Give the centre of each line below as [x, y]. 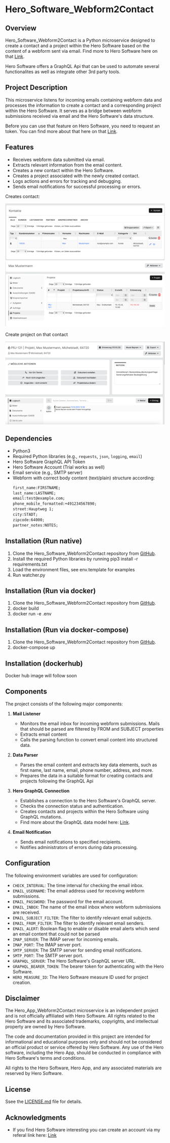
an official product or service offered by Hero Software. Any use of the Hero [84, 1048]
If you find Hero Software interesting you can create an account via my [86, 1130]
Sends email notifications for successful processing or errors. [77, 186]
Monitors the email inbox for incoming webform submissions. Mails [90, 723]
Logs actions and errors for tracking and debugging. [67, 181]
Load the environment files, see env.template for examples [74, 569]
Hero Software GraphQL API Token [49, 462]
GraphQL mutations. [41, 817]
